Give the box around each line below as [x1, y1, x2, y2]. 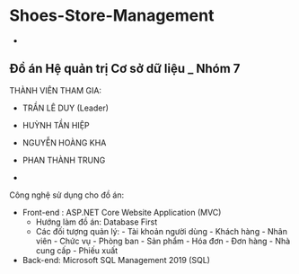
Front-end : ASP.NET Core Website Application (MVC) [22, 207, 222, 217]
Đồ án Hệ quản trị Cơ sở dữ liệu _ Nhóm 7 [9, 61, 241, 76]
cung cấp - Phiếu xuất [35, 244, 119, 256]
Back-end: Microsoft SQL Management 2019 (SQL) [22, 254, 211, 265]
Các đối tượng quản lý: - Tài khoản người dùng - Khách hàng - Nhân [35, 225, 287, 236]
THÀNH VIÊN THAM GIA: [9, 84, 101, 95]
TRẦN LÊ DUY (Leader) [22, 102, 110, 113]
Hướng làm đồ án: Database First [35, 217, 158, 227]
